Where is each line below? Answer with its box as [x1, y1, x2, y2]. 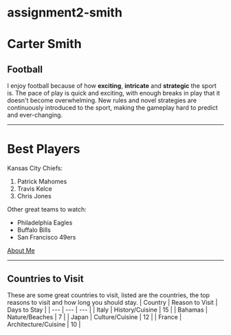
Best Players [7, 141, 80, 157]
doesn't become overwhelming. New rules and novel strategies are [7, 96, 197, 104]
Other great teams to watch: [7, 205, 87, 213]
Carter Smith [7, 36, 82, 52]
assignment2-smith [7, 5, 122, 21]
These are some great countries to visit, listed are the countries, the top [7, 290, 210, 299]
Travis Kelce [16, 185, 53, 193]
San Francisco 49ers [16, 233, 76, 242]
